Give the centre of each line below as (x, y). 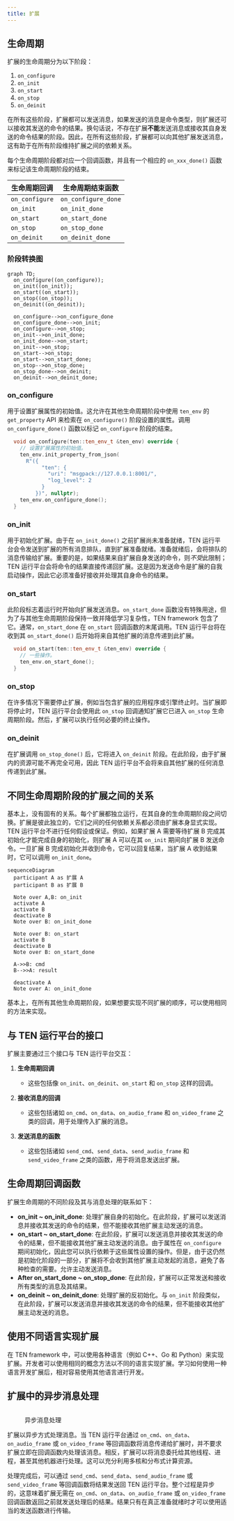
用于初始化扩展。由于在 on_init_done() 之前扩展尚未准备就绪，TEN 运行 (111, 540)
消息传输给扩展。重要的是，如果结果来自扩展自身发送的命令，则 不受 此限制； (117, 557)
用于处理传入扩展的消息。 (95, 1121)
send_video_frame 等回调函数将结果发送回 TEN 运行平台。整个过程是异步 (111, 1485)
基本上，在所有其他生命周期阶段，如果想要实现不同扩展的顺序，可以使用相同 (117, 1003)
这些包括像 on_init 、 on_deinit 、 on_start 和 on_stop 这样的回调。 (122, 1083)
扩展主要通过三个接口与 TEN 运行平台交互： (70, 1053)
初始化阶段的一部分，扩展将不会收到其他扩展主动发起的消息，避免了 (121, 1260)
